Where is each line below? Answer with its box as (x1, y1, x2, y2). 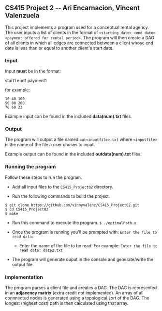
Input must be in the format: (5, 68, 61, 74)
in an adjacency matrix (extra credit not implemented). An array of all (5, 290, 144, 295)
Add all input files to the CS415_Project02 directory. (12, 184, 114, 190)
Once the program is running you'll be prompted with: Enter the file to (12, 229, 157, 235)
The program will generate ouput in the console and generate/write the (12, 256, 154, 262)
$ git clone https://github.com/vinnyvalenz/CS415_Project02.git (5, 203, 139, 207)
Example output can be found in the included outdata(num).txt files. (5, 151, 142, 157)
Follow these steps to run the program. (5, 174, 82, 180)
